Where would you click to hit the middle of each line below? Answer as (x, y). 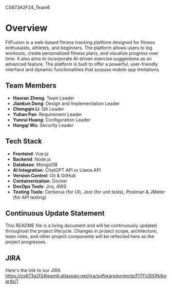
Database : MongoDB (35, 164)
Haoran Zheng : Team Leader (43, 98)
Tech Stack (24, 141)
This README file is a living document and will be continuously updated (81, 225)
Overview (26, 28)
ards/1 (12, 281)
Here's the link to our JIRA (33, 271)
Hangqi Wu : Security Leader (43, 125)
